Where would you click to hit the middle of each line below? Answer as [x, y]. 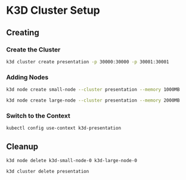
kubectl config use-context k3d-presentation [63, 128]
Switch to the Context [38, 115]
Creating [23, 33]
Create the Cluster [33, 50]
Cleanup [22, 147]
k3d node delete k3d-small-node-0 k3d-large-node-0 [72, 160]
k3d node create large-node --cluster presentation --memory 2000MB [93, 100]
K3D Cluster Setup [53, 10]
